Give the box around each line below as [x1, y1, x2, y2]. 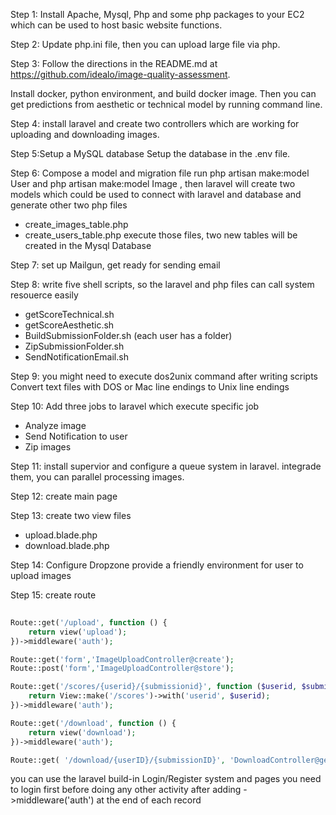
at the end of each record [96, 794, 202, 806]
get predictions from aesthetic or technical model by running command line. [10, 99, 323, 110]
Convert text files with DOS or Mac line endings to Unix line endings [10, 381, 290, 393]
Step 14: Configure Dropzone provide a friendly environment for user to [10, 559, 304, 571]
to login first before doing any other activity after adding [10, 784, 242, 796]
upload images [10, 570, 72, 581]
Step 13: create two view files [10, 510, 132, 521]
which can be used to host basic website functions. [10, 19, 223, 31]
